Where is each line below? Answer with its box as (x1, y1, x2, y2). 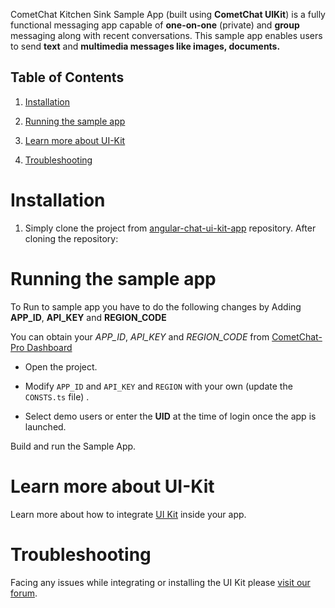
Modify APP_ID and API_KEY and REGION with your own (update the (24, 380, 293, 392)
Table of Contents (10, 69, 125, 86)
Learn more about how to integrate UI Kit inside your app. (10, 508, 247, 520)
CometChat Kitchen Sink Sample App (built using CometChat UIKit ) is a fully (10, 9, 326, 20)
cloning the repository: (24, 232, 119, 244)
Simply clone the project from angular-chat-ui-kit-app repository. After (24, 222, 317, 234)
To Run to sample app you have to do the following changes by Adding (10, 300, 302, 313)
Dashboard (26, 341, 73, 353)
